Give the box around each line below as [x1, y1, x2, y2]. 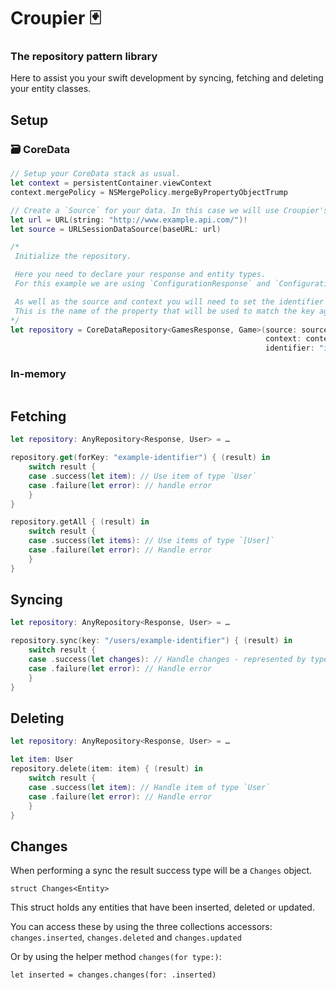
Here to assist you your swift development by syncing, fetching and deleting [10, 72, 324, 84]
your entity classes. [10, 83, 92, 95]
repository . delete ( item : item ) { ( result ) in [10, 764, 203, 774]
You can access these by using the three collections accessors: [10, 921, 273, 933]
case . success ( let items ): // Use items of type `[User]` [28, 536, 275, 546]
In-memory [10, 367, 67, 381]
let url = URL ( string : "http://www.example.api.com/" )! [10, 215, 248, 225]
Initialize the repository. [14, 251, 132, 262]
